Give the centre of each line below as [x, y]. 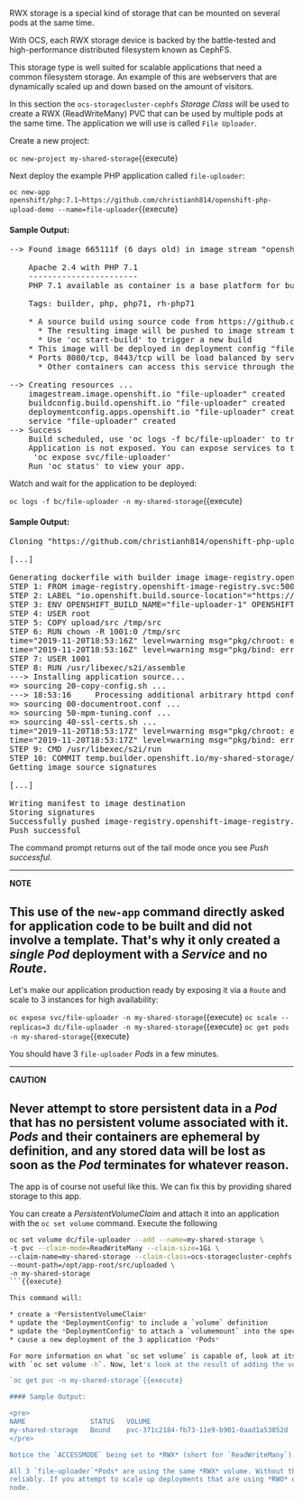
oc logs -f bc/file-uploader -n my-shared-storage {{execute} [126, 501]
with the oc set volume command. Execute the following [114, 1223]
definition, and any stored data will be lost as [138, 1151]
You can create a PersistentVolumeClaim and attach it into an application [144, 1213]
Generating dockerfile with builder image [105, 578]
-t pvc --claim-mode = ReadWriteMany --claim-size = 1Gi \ [115, 1248]
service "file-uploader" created [102, 421]
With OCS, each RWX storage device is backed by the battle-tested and [143, 40]
